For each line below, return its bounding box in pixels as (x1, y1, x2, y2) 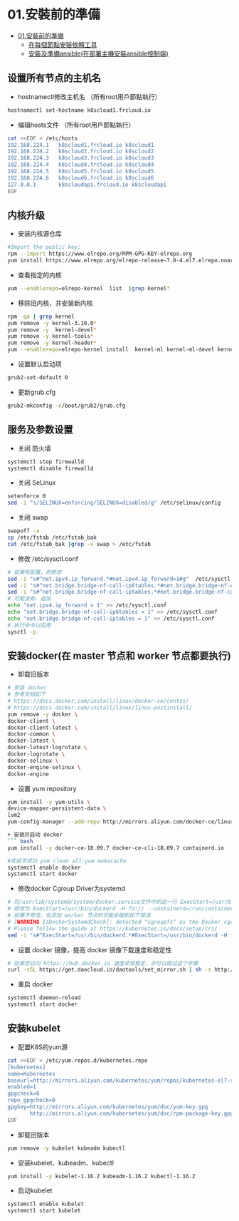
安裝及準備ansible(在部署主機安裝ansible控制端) (28, 49, 169, 58)
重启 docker (17, 980, 53, 989)
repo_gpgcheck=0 (7, 1097, 55, 1104)
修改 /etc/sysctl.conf (17, 554, 78, 563)
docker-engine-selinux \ (7, 763, 81, 771)
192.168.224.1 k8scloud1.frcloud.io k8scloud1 (7, 141, 154, 148)
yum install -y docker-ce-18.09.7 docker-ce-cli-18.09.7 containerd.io (7, 844, 224, 852)
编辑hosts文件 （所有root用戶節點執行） (17, 120, 135, 129)
